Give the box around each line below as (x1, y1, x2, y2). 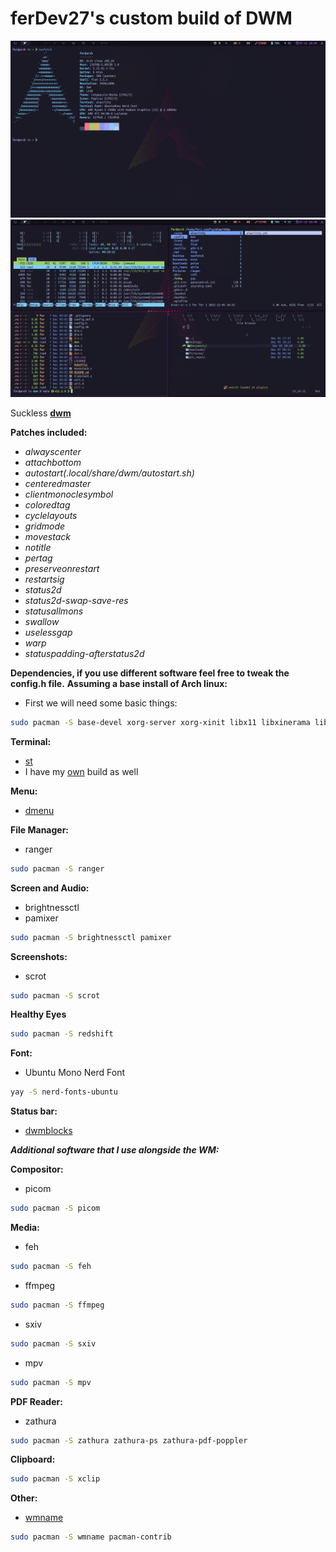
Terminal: (10, 735, 52, 747)
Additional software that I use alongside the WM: (10, 1144, 220, 1156)
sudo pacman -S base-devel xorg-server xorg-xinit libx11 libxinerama (10, 717, 311, 727)
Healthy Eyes (10, 1008, 67, 1021)
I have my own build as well (24, 765, 139, 777)
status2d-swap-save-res (24, 594, 129, 606)
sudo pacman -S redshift (10, 1029, 114, 1039)
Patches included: (10, 426, 88, 438)
